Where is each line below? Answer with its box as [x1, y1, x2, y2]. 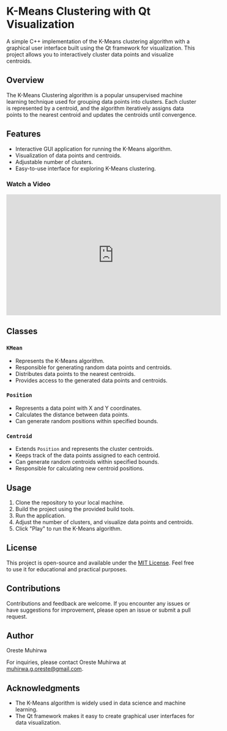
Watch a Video [6, 180, 51, 189]
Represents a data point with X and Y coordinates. [15, 404, 142, 412]
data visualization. [15, 719, 61, 726]
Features [6, 129, 41, 139]
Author [6, 630, 34, 641]
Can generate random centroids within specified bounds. [15, 458, 159, 466]
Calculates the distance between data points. [15, 410, 130, 418]
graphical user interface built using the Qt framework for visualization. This [6, 44, 195, 52]
